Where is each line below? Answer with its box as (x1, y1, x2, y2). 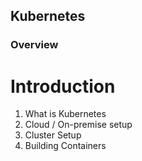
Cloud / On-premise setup (24, 119, 133, 131)
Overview (10, 38, 59, 52)
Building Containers (24, 140, 107, 152)
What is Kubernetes (24, 108, 107, 120)
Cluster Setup (24, 129, 82, 141)
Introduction (10, 75, 116, 98)
